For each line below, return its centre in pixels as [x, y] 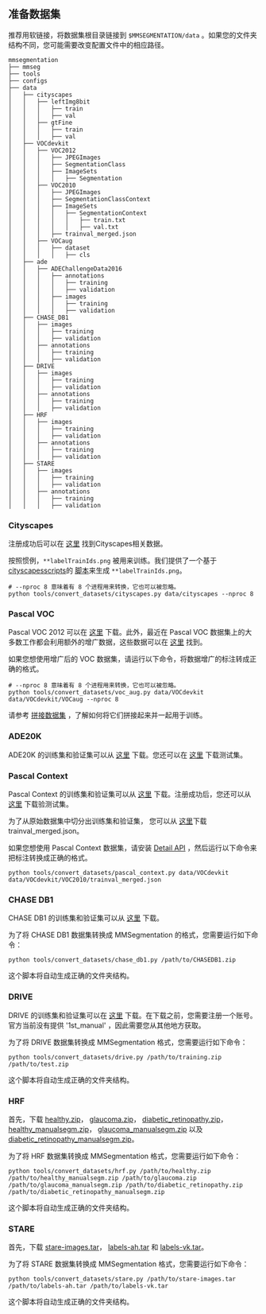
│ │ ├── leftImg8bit [49, 102]
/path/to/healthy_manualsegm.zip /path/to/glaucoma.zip [102, 1178]
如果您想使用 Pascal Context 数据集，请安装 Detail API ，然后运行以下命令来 [133, 848]
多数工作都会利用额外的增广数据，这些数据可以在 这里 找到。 [108, 642]
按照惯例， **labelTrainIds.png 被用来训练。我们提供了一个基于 [112, 561]
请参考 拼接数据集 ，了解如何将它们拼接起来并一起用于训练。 [108, 715]
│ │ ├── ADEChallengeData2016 [66, 269]
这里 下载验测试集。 [40, 804]
